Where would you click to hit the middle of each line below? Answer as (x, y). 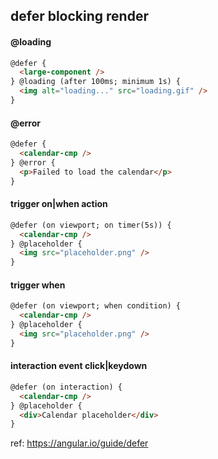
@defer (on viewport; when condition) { (96, 306)
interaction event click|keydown (79, 366)
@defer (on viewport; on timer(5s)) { (91, 225)
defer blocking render (79, 16)
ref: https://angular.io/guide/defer (79, 443)
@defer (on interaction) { (66, 387)
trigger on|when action (59, 204)
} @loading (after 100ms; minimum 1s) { (96, 82)
